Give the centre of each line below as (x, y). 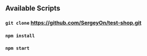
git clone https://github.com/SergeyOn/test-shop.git (73, 23)
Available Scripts (33, 8)
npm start (17, 48)
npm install (20, 36)
